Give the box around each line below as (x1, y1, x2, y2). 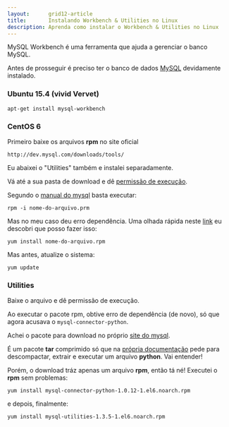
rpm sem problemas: (7, 373, 68, 382)
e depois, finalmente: (7, 399, 68, 408)
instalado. (7, 71, 36, 80)
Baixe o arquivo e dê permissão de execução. (7, 296, 140, 305)
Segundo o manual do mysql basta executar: (7, 191, 137, 199)
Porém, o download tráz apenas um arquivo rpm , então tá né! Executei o (7, 366, 218, 375)
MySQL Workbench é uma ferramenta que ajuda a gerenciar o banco (7, 43, 208, 52)
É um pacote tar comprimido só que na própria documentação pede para (7, 345, 220, 354)
